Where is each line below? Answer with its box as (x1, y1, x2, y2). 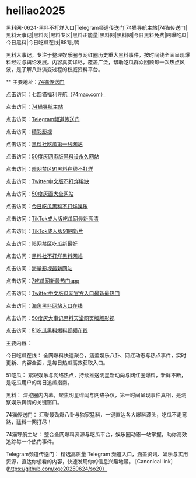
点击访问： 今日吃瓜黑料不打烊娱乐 (6, 202, 88, 209)
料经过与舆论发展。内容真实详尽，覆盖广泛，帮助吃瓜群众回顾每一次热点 (6, 59, 180, 66)
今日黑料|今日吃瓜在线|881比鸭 (6, 39, 80, 46)
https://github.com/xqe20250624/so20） (8, 465, 108, 472)
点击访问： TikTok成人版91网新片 (6, 227, 83, 235)
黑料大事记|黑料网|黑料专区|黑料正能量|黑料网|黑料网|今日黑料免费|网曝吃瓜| (6, 31, 188, 39)
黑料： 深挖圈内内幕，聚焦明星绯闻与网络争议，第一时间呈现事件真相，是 (6, 391, 181, 398)
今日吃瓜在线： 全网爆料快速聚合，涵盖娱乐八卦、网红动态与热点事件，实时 (6, 352, 187, 359)
